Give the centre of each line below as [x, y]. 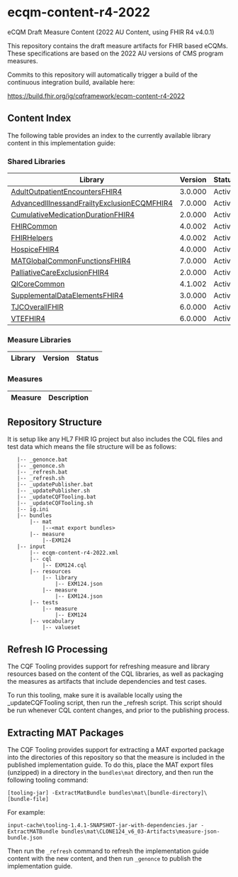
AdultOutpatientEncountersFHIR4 [67, 192]
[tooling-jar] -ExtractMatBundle [57, 793]
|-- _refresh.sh [41, 479]
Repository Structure [55, 422]
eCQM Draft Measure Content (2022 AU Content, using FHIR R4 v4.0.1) [111, 32]
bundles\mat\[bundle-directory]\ [158, 793]
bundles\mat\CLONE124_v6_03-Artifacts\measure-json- [141, 832]
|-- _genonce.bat [42, 460]
